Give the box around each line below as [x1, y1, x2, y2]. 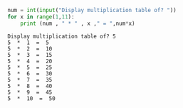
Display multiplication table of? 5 [7, 33, 116, 40]
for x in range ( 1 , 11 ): [7, 13, 75, 21]
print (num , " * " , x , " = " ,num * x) [20, 20, 135, 27]
